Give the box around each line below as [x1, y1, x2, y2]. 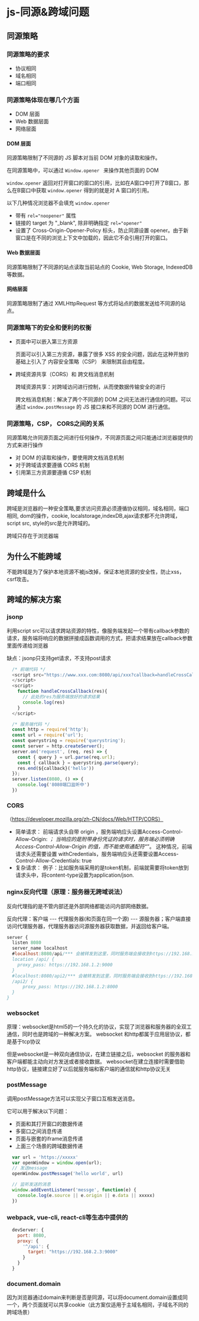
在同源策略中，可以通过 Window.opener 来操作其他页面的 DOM [6, 167, 159, 174]
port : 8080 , [17, 1232, 47, 1239]
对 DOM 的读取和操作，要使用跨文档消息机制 [15, 454, 125, 461]
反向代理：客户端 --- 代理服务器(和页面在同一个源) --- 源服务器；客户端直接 [6, 915, 191, 922]
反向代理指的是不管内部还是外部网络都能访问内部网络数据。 [6, 902, 152, 909]
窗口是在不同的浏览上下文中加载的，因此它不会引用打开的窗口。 [15, 234, 171, 241]
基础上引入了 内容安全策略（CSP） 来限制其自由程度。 [15, 358, 148, 365]
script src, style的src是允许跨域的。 [6, 520, 93, 527]
